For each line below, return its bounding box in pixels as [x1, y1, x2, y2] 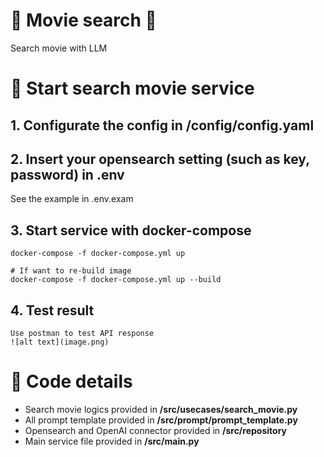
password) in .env [10, 166, 125, 183]
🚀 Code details [10, 370, 133, 393]
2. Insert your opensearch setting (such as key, [10, 150, 310, 168]
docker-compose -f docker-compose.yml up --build [10, 275, 222, 285]
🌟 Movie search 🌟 [10, 9, 157, 32]
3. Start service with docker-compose [10, 222, 252, 239]
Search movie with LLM [10, 42, 108, 54]
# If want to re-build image [10, 266, 132, 276]
